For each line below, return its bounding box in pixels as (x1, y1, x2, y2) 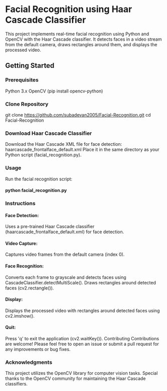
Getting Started (5, 61, 55, 70)
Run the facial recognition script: (5, 176, 73, 182)
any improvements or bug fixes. (5, 346, 71, 352)
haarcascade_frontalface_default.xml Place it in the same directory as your (5, 147, 159, 153)
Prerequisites (5, 76, 39, 83)
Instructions (5, 200, 36, 207)
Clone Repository (5, 101, 49, 108)
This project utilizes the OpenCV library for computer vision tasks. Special (5, 370, 158, 376)
